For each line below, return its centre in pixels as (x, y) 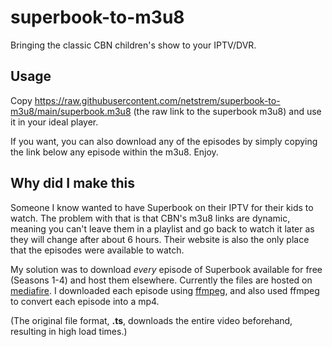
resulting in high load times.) (69, 331)
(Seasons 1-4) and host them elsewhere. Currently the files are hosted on (161, 280)
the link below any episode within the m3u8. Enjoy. (114, 152)
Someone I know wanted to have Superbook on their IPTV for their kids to (162, 207)
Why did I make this (72, 183)
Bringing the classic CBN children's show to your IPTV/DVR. (133, 45)
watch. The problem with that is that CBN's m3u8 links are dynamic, (150, 218)
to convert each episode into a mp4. (85, 301)
